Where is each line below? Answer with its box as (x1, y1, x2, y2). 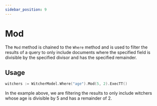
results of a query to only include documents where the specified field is (5, 49, 151, 55)
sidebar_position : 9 (5, 7, 47, 12)
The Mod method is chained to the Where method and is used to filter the (5, 44, 148, 50)
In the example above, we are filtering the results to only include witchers (5, 90, 152, 96)
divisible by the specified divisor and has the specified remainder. (5, 54, 137, 60)
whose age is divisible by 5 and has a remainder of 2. (5, 95, 112, 101)
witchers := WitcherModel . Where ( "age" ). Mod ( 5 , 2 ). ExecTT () (5, 81, 128, 87)
